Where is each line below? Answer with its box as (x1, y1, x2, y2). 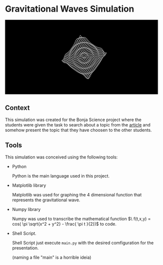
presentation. (12, 245, 39, 251)
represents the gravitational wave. (12, 197, 81, 203)
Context (5, 104, 30, 112)
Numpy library (12, 206, 41, 212)
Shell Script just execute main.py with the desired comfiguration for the (12, 240, 154, 246)
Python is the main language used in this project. (12, 173, 110, 178)
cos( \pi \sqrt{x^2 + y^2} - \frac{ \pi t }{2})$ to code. (12, 221, 116, 227)
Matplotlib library (12, 182, 46, 188)
